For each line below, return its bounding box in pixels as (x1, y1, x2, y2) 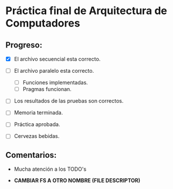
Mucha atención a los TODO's (13, 166, 87, 173)
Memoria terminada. (13, 109, 63, 116)
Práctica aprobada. (13, 121, 60, 128)
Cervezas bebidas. (13, 133, 60, 140)
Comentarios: (5, 150, 57, 160)
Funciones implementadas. (22, 79, 89, 86)
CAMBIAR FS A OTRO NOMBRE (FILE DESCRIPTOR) (13, 177, 141, 184)
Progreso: (5, 40, 42, 50)
